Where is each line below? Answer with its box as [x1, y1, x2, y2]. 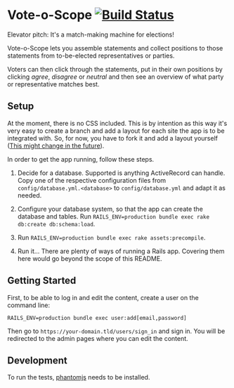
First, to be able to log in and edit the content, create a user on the [7, 293, 199, 302]
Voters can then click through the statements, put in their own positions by [7, 65, 223, 73]
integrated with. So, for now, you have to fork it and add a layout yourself [7, 134, 218, 142]
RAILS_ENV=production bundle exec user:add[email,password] [7, 314, 188, 321]
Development [7, 354, 68, 366]
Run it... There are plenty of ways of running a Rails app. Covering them [17, 247, 225, 255]
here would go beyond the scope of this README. [17, 254, 163, 263]
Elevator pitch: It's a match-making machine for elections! [7, 30, 174, 39]
